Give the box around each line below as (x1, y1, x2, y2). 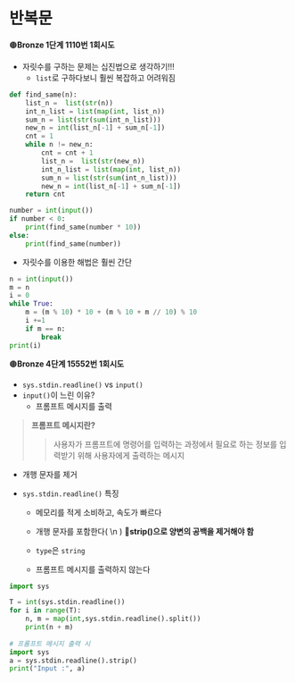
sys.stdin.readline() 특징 (21, 488, 119, 499)
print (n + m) (25, 623, 74, 632)
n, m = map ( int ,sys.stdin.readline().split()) (25, 614, 201, 624)
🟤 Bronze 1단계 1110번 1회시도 (9, 39, 115, 50)
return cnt (25, 189, 66, 199)
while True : (9, 299, 53, 308)
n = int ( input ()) (9, 274, 74, 283)
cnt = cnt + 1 (41, 148, 94, 157)
